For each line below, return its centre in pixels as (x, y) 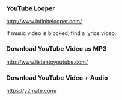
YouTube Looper (31, 8)
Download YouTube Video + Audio (57, 78)
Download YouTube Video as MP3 (56, 49)
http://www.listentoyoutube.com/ (47, 62)
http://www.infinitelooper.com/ (44, 22)
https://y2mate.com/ (32, 90)
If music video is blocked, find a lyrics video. (61, 33)
